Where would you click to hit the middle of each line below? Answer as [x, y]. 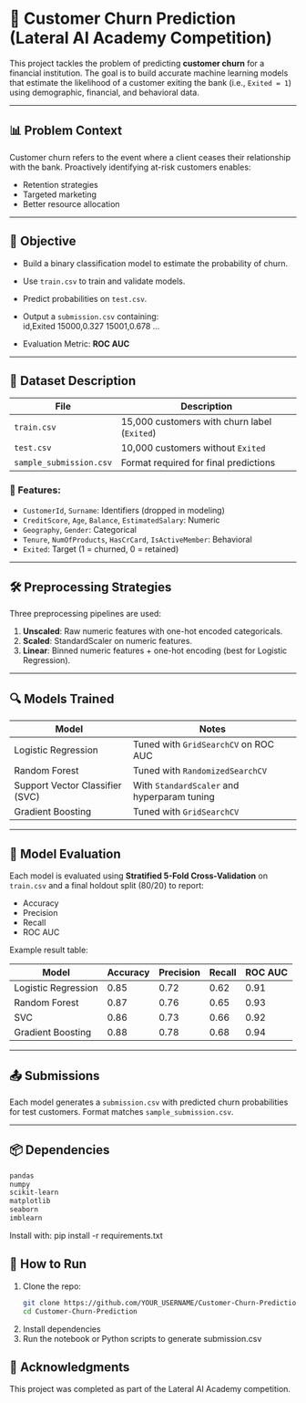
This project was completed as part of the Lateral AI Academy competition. [150, 1389]
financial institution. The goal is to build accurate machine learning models [149, 73]
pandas [22, 1176]
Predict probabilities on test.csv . [85, 298]
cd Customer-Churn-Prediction [80, 1311]
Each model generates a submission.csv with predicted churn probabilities [149, 1102]
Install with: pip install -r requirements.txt [87, 1235]
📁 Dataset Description [73, 381]
